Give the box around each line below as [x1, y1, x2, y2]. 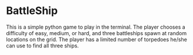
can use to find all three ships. [6, 42, 79, 49]
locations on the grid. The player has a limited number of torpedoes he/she [6, 36, 188, 43]
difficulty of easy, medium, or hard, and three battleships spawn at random [6, 29, 187, 36]
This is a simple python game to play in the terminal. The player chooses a [6, 23, 186, 30]
